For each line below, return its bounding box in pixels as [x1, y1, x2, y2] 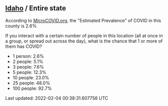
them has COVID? [5, 43, 42, 49]
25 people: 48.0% [12, 80, 51, 86]
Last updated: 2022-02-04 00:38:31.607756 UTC [5, 95, 109, 101]
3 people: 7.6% [12, 64, 44, 70]
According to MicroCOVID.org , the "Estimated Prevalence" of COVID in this [5, 17, 161, 23]
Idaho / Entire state [5, 4, 66, 13]
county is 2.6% [5, 23, 37, 29]
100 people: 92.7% [12, 85, 52, 91]
